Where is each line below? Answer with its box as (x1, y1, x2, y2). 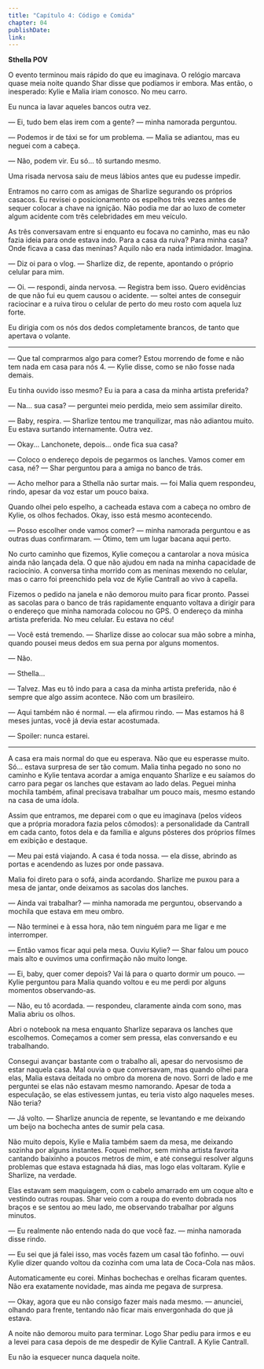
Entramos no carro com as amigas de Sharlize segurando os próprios (8, 186, 233, 197)
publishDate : (8, 26, 51, 34)
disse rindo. (8, 1235, 46, 1244)
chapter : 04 (8, 19, 47, 27)
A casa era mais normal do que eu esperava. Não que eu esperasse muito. (8, 754, 250, 764)
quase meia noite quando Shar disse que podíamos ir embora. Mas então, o (8, 79, 253, 88)
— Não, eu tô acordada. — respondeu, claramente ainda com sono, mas (8, 1001, 242, 1010)
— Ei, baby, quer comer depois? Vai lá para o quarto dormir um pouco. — (8, 969, 245, 979)
